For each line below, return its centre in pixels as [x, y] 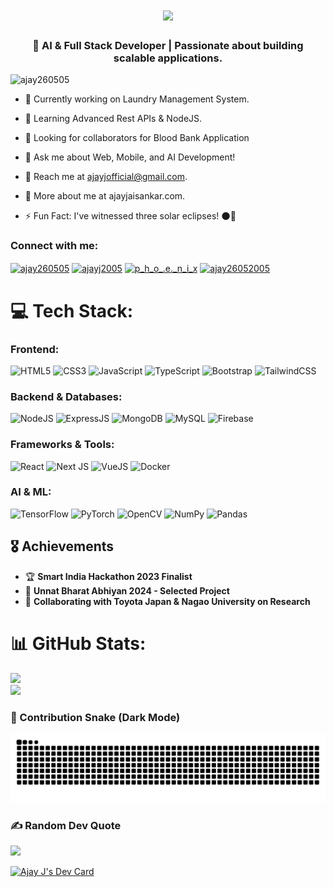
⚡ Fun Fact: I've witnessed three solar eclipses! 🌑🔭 [130, 216]
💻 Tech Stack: [72, 310]
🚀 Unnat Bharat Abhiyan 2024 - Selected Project [127, 590]
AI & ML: [31, 492]
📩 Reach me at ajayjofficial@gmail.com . [106, 177]
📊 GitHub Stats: [78, 643]
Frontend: [35, 349]
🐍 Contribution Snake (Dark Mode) [95, 717]
